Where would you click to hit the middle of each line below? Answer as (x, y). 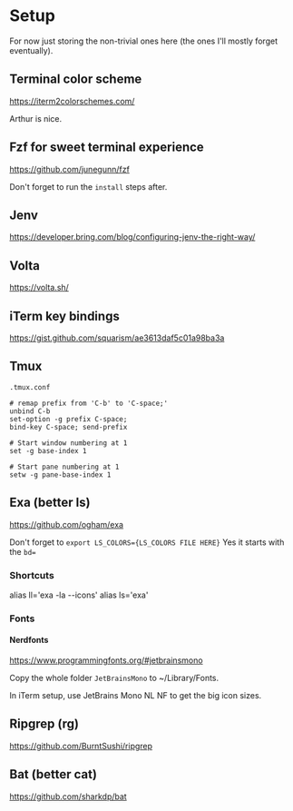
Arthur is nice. (36, 118)
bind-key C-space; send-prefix (68, 427)
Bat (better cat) (54, 774)
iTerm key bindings (64, 316)
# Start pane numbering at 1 (64, 467)
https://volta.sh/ (39, 288)
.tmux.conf (30, 387)
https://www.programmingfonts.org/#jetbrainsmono (106, 660)
